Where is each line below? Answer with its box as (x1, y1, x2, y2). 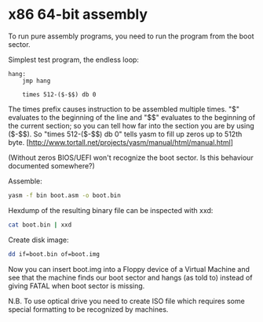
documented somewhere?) (8, 161, 96, 170)
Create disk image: (8, 235, 69, 244)
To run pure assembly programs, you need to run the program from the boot (8, 31, 254, 41)
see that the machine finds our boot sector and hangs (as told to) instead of (8, 273, 253, 282)
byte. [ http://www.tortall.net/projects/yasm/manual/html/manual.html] (8, 137, 234, 147)
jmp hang (22, 77, 51, 85)
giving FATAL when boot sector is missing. (8, 280, 145, 291)
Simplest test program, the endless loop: (8, 55, 140, 64)
